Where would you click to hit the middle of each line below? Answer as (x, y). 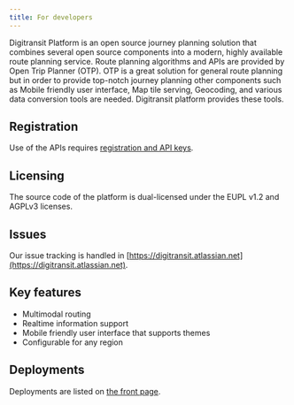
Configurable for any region (73, 342)
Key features (45, 293)
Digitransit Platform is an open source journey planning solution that (133, 42)
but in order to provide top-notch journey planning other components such (145, 80)
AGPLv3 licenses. (41, 206)
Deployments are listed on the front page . (85, 391)
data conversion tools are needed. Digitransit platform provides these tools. (147, 99)
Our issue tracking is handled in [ (70, 256)
